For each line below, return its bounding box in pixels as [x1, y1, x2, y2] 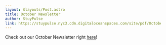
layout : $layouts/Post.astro [5, 7, 65, 12]
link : [5, 21, 16, 26]
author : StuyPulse [5, 16, 43, 21]
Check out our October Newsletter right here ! [5, 34, 97, 40]
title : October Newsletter [5, 12, 61, 17]
